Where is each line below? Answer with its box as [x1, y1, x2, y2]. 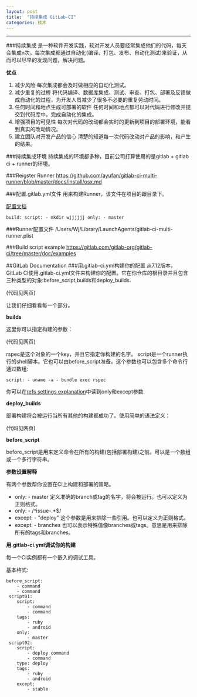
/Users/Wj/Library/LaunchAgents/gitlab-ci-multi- [55, 226, 173, 233]
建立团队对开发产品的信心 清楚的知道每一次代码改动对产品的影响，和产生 [14, 133, 191, 140]
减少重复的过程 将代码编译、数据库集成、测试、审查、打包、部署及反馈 [14, 89, 186, 96]
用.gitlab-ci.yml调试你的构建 [6, 542, 76, 549]
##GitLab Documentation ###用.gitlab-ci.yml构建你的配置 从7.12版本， [6, 262, 176, 269]
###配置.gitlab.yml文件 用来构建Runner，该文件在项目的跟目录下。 [6, 191, 168, 198]
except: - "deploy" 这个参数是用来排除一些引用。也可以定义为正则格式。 [14, 514, 189, 521]
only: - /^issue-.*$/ [14, 507, 62, 515]
